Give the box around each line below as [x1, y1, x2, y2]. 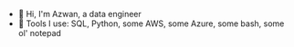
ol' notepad [17, 28, 62, 38]
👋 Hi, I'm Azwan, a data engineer [17, 9, 142, 19]
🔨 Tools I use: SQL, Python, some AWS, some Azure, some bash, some [17, 18, 285, 29]
